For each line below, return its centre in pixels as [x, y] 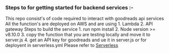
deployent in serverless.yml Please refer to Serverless [62, 45]
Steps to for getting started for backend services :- [69, 8]
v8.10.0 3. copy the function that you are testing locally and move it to [78, 35]
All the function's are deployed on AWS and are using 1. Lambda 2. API [79, 24]
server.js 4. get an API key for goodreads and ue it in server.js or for [76, 40]
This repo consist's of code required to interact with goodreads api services [84, 19]
